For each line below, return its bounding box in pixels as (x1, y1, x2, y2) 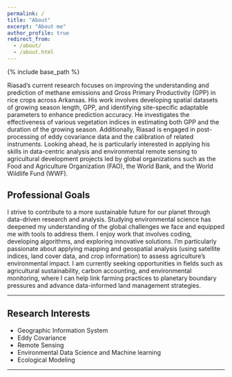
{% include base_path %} (7, 67, 80, 76)
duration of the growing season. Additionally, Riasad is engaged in (7, 125, 195, 134)
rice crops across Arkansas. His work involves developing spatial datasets (7, 95, 218, 104)
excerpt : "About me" (7, 23, 67, 30)
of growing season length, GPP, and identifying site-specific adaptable (7, 103, 209, 111)
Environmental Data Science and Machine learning (17, 348, 161, 356)
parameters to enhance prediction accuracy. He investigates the (7, 110, 190, 118)
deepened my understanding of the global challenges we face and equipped (7, 222, 225, 230)
